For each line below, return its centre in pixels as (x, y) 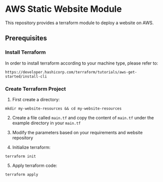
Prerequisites (26, 38)
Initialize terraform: (31, 147)
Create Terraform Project (36, 89)
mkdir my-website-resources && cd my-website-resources (63, 109)
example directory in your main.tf (46, 123)
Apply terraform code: (35, 165)
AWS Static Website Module (63, 9)
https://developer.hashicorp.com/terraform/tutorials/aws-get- (71, 72)
